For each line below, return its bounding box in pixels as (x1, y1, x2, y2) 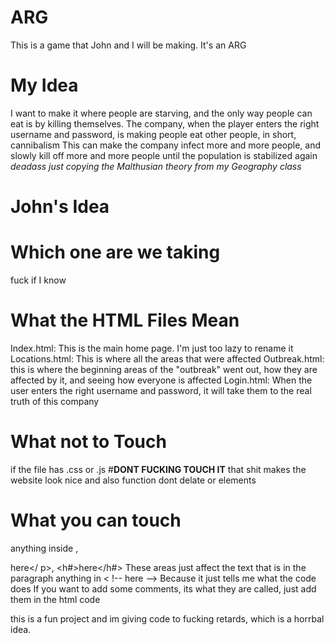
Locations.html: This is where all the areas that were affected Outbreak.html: (10, 352, 325, 365)
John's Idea (10, 196, 110, 218)
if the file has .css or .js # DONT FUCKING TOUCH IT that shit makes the (10, 463, 307, 475)
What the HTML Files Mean (10, 309, 240, 332)
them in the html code (10, 593, 101, 605)
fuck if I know (10, 274, 67, 286)
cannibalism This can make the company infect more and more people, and (10, 139, 322, 151)
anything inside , (10, 542, 79, 554)
